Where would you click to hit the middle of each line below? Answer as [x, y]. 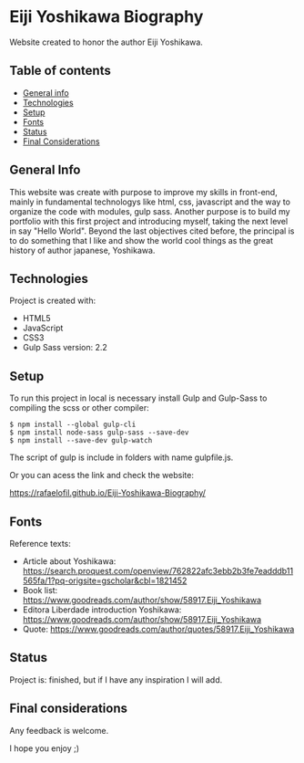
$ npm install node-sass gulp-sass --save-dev [99, 433]
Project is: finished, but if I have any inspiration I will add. [116, 679]
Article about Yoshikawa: [69, 561]
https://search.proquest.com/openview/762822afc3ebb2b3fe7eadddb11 [158, 571]
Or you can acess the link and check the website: [101, 476]
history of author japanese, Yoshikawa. [82, 250]
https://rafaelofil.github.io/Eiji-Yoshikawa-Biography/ [108, 493]
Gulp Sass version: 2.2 [65, 348]
